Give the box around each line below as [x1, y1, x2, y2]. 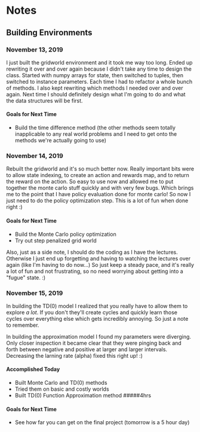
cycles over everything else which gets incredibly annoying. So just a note [6, 315, 189, 322]
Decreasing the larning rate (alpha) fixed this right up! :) [6, 352, 143, 359]
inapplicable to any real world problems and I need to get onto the [14, 130, 177, 138]
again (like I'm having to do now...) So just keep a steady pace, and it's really [6, 261, 195, 268]
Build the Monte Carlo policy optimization [14, 230, 116, 238]
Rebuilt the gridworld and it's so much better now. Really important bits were [6, 165, 195, 172]
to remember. [6, 321, 39, 328]
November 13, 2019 [6, 45, 64, 54]
